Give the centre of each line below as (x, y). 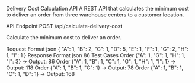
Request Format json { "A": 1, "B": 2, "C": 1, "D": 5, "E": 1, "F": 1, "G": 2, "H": (97, 49)
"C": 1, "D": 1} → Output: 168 (41, 74)
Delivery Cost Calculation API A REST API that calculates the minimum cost (98, 9)
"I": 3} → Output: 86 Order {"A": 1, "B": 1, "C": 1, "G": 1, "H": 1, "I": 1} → (91, 62)
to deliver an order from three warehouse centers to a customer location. (95, 15)
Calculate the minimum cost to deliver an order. (64, 37)
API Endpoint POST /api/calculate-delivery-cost (64, 26)
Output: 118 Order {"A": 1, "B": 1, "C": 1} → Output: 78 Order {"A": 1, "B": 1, (95, 68)
